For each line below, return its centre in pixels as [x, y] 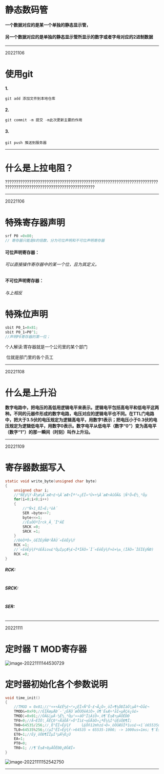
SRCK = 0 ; [31, 527]
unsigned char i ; [31, 490]
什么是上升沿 [31, 393]
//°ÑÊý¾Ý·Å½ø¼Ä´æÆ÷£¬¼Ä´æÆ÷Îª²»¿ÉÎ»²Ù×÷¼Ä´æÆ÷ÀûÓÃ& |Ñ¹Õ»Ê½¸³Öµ [81, 495]
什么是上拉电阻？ [40, 168]
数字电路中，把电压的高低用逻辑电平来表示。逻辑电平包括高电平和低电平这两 [82, 408]
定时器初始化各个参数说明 [57, 684]
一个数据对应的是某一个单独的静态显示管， [48, 25]
